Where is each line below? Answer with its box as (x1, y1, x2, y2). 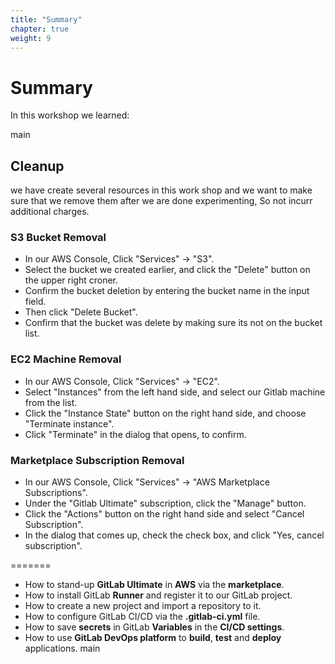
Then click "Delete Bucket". (24, 306, 138, 318)
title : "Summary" (10, 14, 83, 25)
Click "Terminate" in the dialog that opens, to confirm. (24, 428, 247, 440)
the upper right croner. (24, 274, 119, 286)
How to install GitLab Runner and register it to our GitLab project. (24, 589, 293, 601)
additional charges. (10, 206, 90, 218)
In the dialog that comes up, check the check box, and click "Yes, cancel (24, 529, 325, 541)
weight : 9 (10, 33, 52, 43)
